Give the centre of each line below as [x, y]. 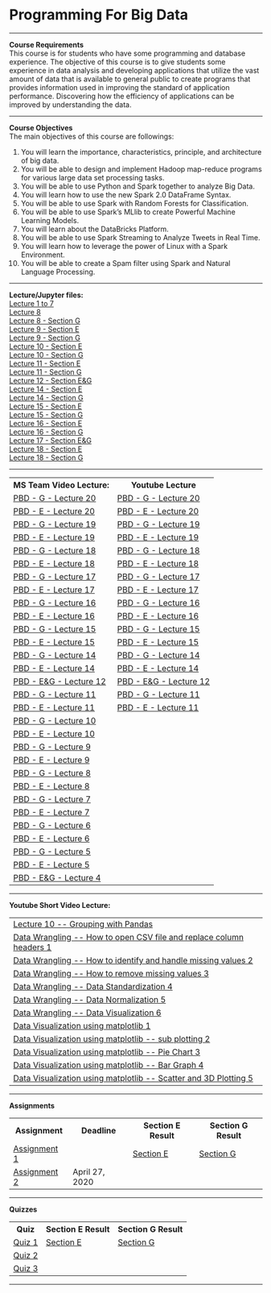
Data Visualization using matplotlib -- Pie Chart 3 [107, 1051]
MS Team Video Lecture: [61, 485]
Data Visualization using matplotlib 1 [82, 1026]
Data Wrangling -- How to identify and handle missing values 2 [133, 960]
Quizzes [23, 1209]
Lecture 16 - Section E [46, 423]
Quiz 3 [26, 1268]
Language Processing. [58, 271]
